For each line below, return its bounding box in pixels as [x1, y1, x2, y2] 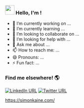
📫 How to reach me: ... [12, 47, 60, 53]
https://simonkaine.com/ [5, 97, 55, 103]
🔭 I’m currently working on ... [12, 20, 71, 27]
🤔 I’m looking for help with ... [12, 36, 71, 42]
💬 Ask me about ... [12, 42, 50, 48]
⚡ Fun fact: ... [12, 60, 40, 66]
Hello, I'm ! [15, 9, 42, 16]
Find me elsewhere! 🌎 [5, 74, 60, 81]
